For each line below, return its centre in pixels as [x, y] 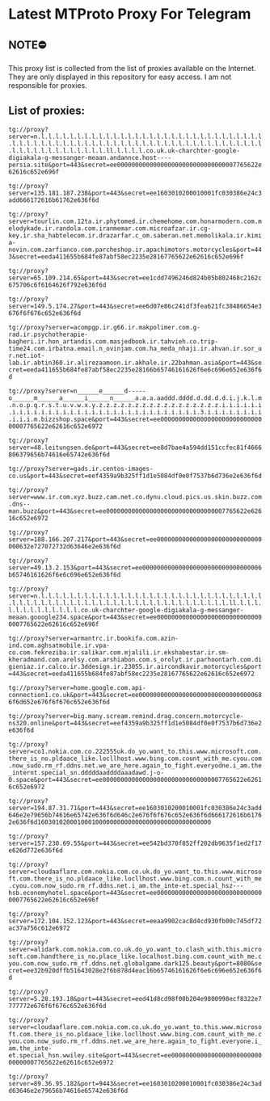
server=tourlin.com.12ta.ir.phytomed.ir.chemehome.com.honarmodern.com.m [135, 221]
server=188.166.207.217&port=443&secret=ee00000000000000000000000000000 [135, 539]
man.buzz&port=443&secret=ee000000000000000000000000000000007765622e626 [135, 511]
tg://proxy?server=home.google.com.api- [78, 687]
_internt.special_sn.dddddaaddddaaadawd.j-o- [86, 772]
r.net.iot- [27, 355]
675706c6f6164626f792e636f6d [57, 285]
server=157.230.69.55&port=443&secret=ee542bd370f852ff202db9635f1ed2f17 [135, 843]
